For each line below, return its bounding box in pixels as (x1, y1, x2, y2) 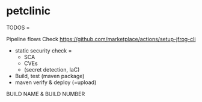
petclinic (6, 4, 51, 18)
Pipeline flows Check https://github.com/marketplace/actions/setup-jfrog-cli (6, 35, 196, 42)
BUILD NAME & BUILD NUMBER (6, 90, 85, 97)
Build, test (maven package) (14, 72, 85, 79)
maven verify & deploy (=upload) (14, 79, 97, 86)
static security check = (14, 47, 72, 54)
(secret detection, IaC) (23, 66, 80, 73)
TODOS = (6, 24, 30, 31)
